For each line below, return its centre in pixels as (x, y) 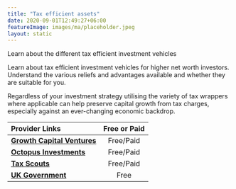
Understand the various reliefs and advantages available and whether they (117, 75)
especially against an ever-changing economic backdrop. (91, 111)
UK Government (39, 176)
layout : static (30, 34)
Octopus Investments (48, 152)
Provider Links (36, 129)
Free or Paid (124, 129)
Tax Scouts (30, 164)
